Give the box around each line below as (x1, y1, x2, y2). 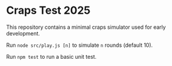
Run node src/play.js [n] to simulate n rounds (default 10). (6, 41, 153, 49)
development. (6, 29, 40, 37)
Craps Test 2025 (6, 4, 91, 17)
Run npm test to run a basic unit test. (6, 53, 97, 60)
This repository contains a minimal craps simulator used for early (6, 23, 166, 31)
